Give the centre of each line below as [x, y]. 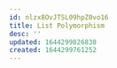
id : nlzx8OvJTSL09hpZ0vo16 [59, 17]
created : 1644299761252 [53, 50]
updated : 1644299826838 [53, 42]
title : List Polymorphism [57, 26]
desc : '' [25, 34]
